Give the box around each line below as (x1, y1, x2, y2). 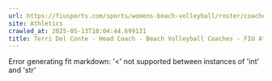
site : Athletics (8, 19, 63, 28)
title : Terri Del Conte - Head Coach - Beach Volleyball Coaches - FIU (8, 34, 255, 43)
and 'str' (8, 66, 36, 75)
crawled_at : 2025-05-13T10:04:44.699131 (8, 27, 147, 35)
